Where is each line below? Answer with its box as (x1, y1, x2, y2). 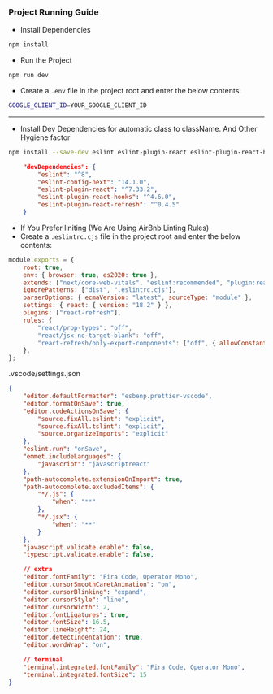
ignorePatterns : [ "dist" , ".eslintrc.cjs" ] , (23, 286, 176, 294)
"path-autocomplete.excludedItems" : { (23, 483, 154, 491)
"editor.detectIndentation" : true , (23, 633, 144, 642)
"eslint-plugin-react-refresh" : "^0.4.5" (37, 201, 180, 209)
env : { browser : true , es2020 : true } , (23, 271, 158, 279)
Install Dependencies (19, 25, 91, 35)
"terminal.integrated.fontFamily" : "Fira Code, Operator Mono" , (23, 663, 245, 671)
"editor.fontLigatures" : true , (23, 610, 129, 619)
